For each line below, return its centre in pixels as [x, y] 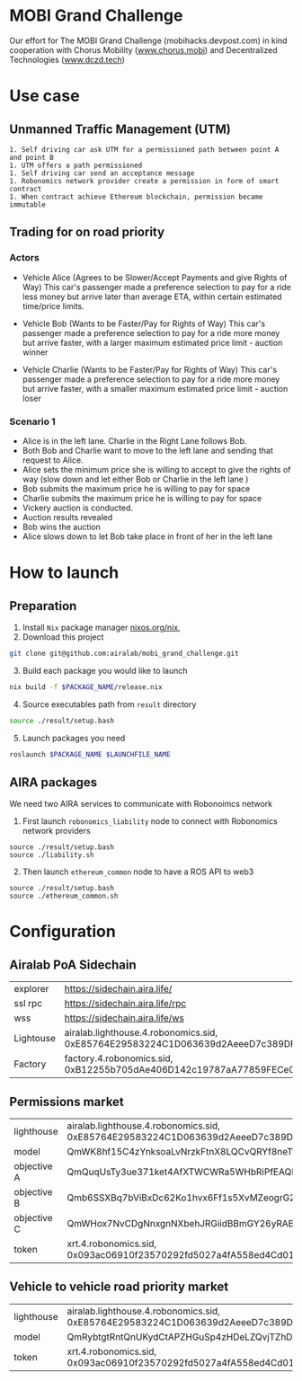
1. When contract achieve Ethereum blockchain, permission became [136, 197]
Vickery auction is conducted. [77, 508]
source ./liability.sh [52, 855]
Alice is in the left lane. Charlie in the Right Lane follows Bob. [134, 440]
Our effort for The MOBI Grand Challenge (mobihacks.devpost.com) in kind [148, 40]
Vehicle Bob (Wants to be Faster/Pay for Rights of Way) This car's [144, 323]
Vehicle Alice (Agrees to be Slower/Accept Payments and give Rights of [155, 277]
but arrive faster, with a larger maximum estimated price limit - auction [152, 342]
